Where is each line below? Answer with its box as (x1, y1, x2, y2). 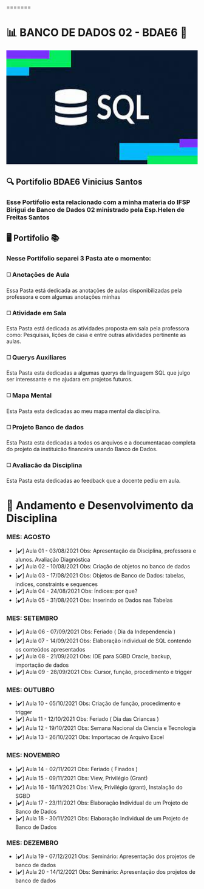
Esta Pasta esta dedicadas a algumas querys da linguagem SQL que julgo (6, 369, 191, 376)
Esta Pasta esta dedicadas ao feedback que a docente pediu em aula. (6, 477, 181, 485)
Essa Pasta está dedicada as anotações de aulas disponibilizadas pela (6, 287, 182, 294)
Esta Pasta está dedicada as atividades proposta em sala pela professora (6, 325, 189, 332)
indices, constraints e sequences (15, 581, 98, 588)
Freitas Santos (6, 213, 50, 222)
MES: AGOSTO (6, 533, 50, 541)
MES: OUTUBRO (6, 686, 55, 694)
